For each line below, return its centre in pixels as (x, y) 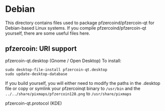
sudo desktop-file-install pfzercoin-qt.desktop (56, 70)
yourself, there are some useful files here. (48, 33)
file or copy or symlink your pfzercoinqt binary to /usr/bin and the (73, 88)
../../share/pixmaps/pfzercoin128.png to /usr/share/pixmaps (68, 93)
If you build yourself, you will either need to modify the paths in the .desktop (83, 83)
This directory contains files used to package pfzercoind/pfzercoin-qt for (80, 23)
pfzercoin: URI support (41, 49)
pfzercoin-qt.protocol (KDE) (33, 103)
